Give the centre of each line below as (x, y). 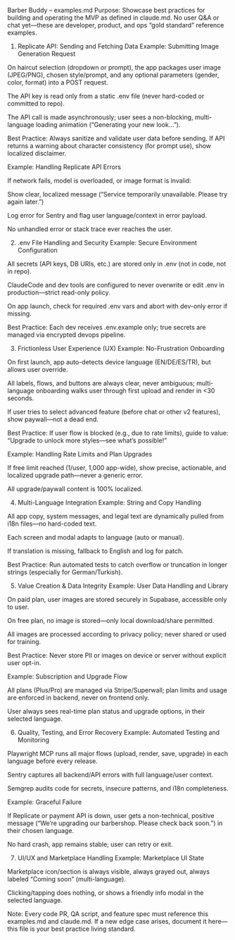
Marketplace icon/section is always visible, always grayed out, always (108, 872)
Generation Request (46, 54)
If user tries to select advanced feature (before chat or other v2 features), (114, 412)
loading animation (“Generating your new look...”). (108, 125)
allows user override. (38, 370)
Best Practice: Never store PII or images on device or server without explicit (117, 655)
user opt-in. (24, 663)
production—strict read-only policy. (59, 292)
